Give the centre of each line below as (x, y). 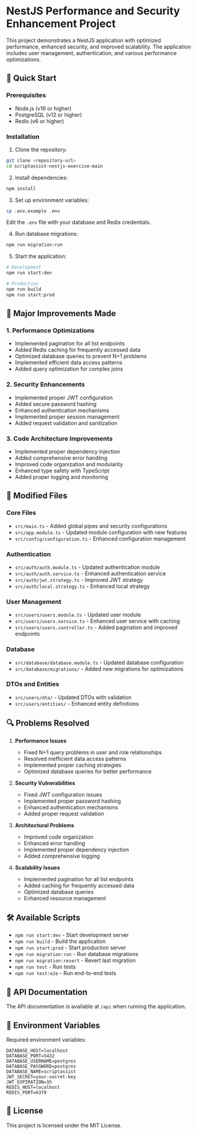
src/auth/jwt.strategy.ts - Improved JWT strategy (79, 579)
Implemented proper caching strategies (72, 765)
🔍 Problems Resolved (48, 723)
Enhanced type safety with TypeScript (62, 471)
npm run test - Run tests (45, 967)
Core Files (21, 513)
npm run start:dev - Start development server (72, 935)
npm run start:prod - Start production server (70, 948)
